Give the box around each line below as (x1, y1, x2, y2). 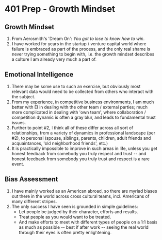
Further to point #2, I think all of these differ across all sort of (11, 125, 134, 130)
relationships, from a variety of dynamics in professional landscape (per (11, 130, 156, 136)
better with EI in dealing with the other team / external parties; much (11, 104, 148, 110)
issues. (11, 119, 26, 125)
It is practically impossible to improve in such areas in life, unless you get (11, 145, 158, 151)
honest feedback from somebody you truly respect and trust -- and (11, 150, 146, 156)
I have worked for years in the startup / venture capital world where (11, 41, 146, 47)
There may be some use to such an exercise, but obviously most (11, 83, 141, 89)
